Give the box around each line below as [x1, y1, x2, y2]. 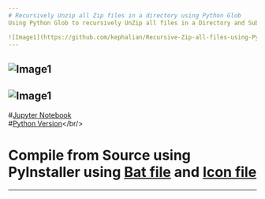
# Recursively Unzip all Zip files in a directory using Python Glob [8, 11, 242, 20]
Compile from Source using [8, 146, 192, 164]
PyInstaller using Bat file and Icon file [8, 163, 257, 181]
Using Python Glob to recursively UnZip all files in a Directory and [8, 19, 245, 27]
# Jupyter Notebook [8, 110, 72, 119]
